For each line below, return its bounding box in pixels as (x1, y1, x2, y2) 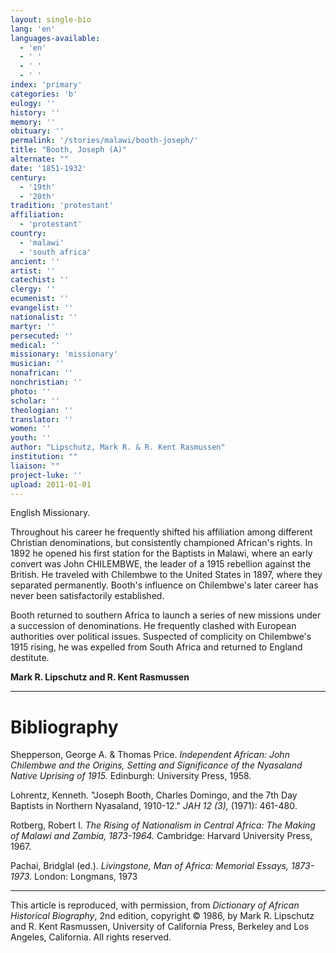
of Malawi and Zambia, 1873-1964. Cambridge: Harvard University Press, (10, 830, 313, 842)
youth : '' (10, 433, 52, 443)
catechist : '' (10, 275, 70, 285)
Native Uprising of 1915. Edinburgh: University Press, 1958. (10, 770, 252, 782)
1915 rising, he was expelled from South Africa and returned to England (10, 641, 303, 653)
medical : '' (10, 340, 60, 350)
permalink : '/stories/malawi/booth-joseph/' (10, 136, 199, 146)
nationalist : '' (10, 312, 78, 322)
